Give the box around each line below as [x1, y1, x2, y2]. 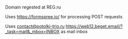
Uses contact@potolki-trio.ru [5, 23, 65, 29]
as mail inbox [60, 29, 88, 34]
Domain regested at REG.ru [5, 4, 61, 10]
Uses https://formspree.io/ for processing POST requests [5, 14, 123, 19]
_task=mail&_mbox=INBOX [5, 29, 60, 34]
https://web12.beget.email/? [65, 23, 123, 29]
